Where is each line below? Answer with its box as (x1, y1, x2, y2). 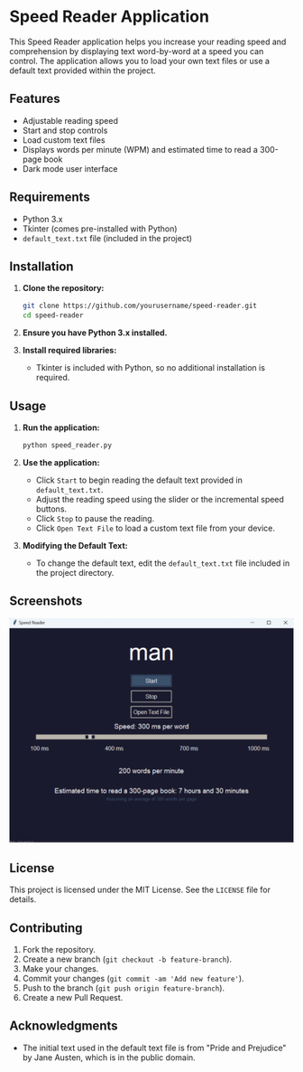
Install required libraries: (22, 345, 117, 356)
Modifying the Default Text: (22, 540, 128, 550)
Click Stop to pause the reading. (35, 512, 155, 523)
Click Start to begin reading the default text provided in (35, 475, 243, 485)
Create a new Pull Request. (22, 992, 124, 1002)
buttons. (35, 503, 68, 514)
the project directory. (35, 567, 115, 578)
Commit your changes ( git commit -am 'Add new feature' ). (22, 973, 245, 983)
